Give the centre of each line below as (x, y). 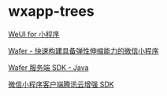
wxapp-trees (51, 11)
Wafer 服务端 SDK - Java (48, 67)
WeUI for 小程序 (34, 34)
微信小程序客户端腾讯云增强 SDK (61, 84)
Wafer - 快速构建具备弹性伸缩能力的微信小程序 (83, 50)
